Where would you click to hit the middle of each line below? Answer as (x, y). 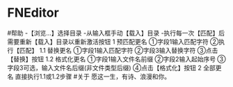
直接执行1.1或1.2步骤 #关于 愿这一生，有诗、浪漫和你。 (93, 76)
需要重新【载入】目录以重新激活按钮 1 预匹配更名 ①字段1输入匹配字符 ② (113, 41)
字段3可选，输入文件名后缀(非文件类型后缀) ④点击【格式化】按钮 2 (104, 68)
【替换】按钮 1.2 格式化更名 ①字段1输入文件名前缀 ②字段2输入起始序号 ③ (116, 59)
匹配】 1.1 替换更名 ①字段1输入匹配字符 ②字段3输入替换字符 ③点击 (119, 50)
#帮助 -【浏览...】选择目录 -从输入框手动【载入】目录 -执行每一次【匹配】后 (116, 33)
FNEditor (33, 13)
